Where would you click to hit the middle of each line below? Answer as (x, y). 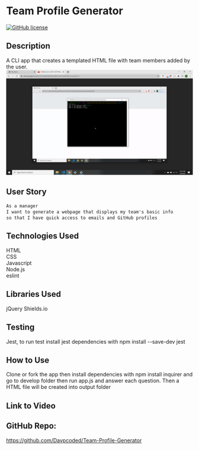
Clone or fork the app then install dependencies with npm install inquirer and (99, 375)
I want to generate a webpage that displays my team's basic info (90, 212)
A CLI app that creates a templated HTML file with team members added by (98, 60)
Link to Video (31, 406)
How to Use (28, 360)
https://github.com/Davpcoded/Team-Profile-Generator (74, 440)
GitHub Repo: (31, 426)
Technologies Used (42, 236)
